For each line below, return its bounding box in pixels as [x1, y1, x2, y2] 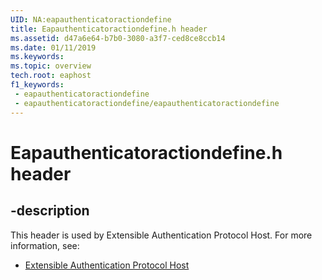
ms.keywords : [10, 52, 65, 62]
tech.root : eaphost [10, 71, 92, 81]
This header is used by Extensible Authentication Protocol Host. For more [10, 229, 313, 241]
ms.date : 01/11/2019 [10, 42, 97, 53]
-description [10, 202, 90, 220]
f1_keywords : [10, 80, 65, 90]
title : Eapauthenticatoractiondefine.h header [10, 24, 208, 34]
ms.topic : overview [10, 61, 92, 71]
